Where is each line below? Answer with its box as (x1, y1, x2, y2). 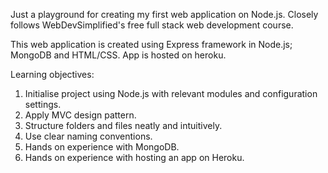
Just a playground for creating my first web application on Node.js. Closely (10, 9, 319, 20)
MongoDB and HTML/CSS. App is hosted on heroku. (10, 49, 227, 61)
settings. (24, 99, 62, 110)
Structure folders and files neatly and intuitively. (24, 120, 223, 131)
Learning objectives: (10, 69, 95, 80)
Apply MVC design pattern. (24, 109, 137, 121)
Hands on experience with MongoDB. (24, 141, 180, 153)
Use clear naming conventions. (24, 130, 153, 142)
